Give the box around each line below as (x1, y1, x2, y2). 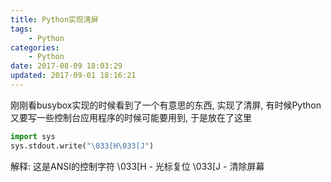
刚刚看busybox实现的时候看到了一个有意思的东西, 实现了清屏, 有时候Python (10, 99, 322, 111)
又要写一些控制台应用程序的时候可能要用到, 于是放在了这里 (10, 111, 252, 123)
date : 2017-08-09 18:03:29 (10, 61, 123, 71)
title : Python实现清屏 (10, 14, 99, 25)
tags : (10, 24, 33, 34)
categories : (10, 42, 60, 53)
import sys (10, 131, 56, 141)
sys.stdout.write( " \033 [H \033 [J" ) (10, 141, 155, 151)
